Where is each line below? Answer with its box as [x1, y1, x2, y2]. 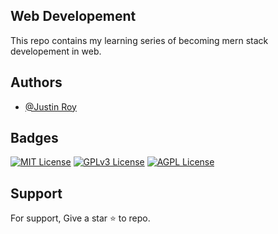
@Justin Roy [24, 100, 77, 113]
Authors [10, 74, 63, 91]
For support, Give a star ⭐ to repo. [10, 212, 151, 224]
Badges [10, 130, 59, 147]
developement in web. [10, 45, 102, 57]
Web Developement [10, 8, 137, 25]
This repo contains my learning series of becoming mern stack [10, 34, 269, 46]
